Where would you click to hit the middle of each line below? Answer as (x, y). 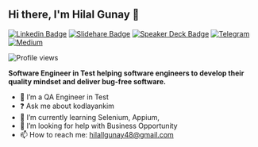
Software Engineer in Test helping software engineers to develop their (126, 73)
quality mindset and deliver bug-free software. (87, 81)
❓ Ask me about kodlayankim (67, 106)
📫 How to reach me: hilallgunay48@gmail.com (97, 134)
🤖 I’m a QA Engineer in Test (64, 97)
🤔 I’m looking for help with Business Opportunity (98, 126)
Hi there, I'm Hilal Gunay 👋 (74, 15)
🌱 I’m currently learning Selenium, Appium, (90, 117)
